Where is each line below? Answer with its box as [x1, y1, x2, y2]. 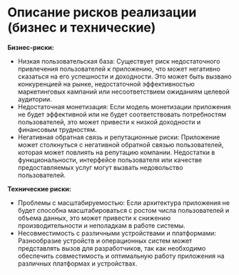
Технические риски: [7, 184, 71, 193]
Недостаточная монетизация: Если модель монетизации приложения [17, 102, 231, 111]
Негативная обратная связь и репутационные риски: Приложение [17, 133, 220, 141]
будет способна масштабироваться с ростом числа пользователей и [17, 206, 230, 214]
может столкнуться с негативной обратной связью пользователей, [17, 140, 224, 149]
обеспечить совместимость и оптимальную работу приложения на [17, 251, 225, 260]
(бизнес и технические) [7, 19, 156, 36]
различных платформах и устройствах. [17, 259, 138, 268]
